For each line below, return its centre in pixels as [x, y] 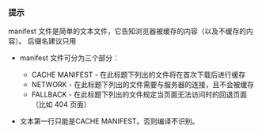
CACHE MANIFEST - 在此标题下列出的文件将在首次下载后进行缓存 [139, 75]
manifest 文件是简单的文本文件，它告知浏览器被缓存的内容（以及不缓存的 [127, 31]
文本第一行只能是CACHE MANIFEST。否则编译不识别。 [109, 121]
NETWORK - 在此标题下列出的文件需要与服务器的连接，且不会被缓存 [143, 85]
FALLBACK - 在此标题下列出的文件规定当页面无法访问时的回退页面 [139, 95]
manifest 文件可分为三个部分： [70, 58]
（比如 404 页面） [61, 104]
